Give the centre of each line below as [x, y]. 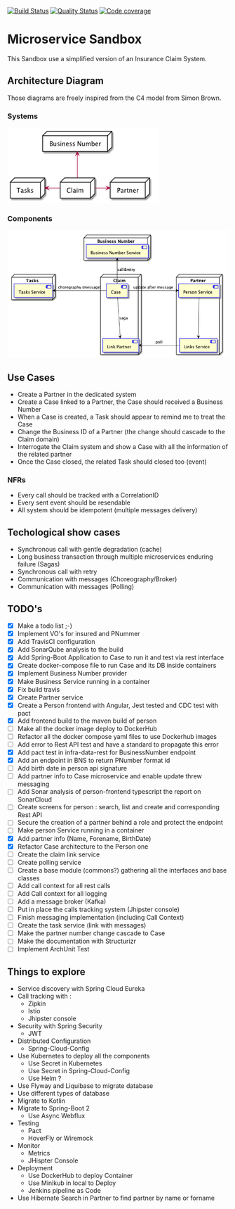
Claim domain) [38, 439]
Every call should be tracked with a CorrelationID [88, 495]
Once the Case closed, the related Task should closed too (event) [112, 462]
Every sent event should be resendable [74, 502]
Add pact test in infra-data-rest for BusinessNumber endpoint [107, 752]
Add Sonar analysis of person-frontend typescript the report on [109, 792]
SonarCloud [35, 799]
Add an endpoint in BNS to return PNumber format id [94, 761]
